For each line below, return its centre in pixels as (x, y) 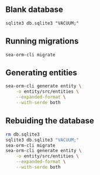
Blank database (35, 10)
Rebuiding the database (50, 121)
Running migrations (42, 41)
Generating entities (41, 73)
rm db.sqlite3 (23, 134)
